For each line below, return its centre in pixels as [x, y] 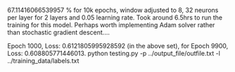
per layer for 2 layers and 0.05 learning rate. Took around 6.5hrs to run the [115, 17]
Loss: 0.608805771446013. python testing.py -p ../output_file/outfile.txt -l [114, 53]
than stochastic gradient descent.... [59, 32]
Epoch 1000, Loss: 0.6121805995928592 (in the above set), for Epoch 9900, [118, 46]
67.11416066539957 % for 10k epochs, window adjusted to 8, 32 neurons [113, 10]
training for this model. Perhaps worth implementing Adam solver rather [111, 25]
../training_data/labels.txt [43, 61]
